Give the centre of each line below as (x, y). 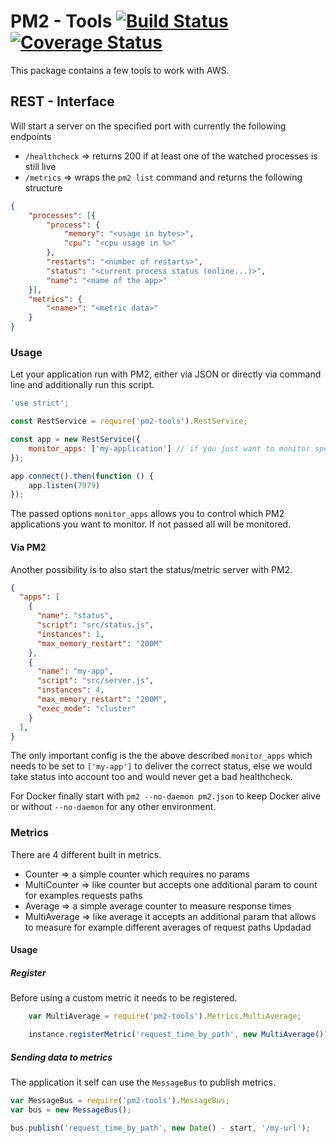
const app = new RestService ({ (75, 440)
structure (43, 187)
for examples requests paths (83, 895)
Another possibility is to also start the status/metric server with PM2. (151, 569)
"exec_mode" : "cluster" (86, 708)
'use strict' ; (40, 403)
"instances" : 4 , (70, 690)
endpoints (31, 136)
